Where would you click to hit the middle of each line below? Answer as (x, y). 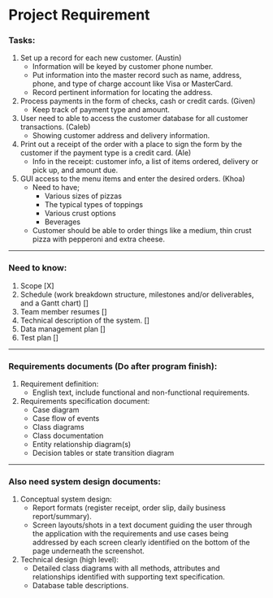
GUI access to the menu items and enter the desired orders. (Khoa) (132, 179)
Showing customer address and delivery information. (121, 136)
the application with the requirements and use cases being (130, 534)
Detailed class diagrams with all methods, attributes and (126, 568)
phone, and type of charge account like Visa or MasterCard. (132, 84)
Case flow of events (66, 418)
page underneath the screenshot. (88, 551)
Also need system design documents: (84, 481)
